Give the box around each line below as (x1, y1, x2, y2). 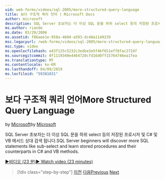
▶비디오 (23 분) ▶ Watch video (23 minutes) (5, 158, 93, 164)
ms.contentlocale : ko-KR (5, 62, 56, 67)
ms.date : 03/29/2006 (5, 30, 48, 35)
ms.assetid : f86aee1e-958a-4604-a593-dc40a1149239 (5, 35, 111, 40)
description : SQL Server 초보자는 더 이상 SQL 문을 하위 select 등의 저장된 (5, 21, 149, 26)
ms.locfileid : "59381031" (5, 72, 58, 76)
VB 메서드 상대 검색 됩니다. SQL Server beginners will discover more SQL (5, 138, 149, 144)
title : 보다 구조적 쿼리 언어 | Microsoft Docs (5, 12, 95, 17)
